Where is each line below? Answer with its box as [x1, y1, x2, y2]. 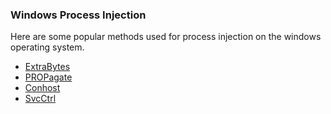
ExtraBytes [24, 61, 71, 73]
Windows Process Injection [10, 8, 147, 22]
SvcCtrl [24, 93, 57, 105]
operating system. [10, 41, 85, 53]
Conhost [24, 82, 61, 94]
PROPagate [24, 71, 73, 83]
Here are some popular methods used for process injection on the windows [10, 31, 322, 43]
